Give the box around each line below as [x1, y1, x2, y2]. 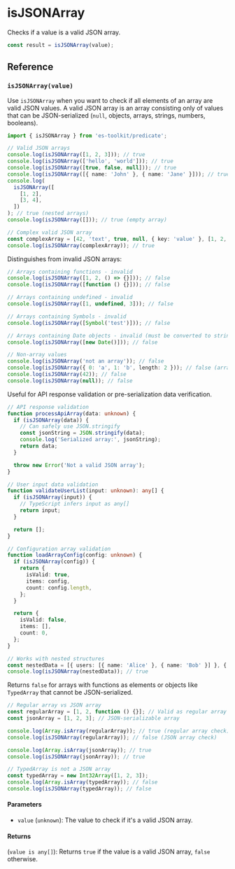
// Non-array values [7, 352, 68, 359]
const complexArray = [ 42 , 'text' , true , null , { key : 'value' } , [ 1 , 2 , [7, 235, 227, 242]
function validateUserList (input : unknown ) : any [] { [7, 487, 164, 494]
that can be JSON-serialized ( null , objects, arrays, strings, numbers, [7, 111, 206, 120]
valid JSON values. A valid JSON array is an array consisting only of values [7, 104, 224, 112]
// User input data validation [7, 481, 99, 488]
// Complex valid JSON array [7, 229, 92, 236]
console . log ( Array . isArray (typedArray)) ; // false [7, 779, 158, 786]
